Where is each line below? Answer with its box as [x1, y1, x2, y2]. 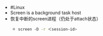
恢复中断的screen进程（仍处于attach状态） [10, 16, 101, 22]
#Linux [10, 5, 25, 10]
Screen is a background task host [10, 10, 81, 16]
